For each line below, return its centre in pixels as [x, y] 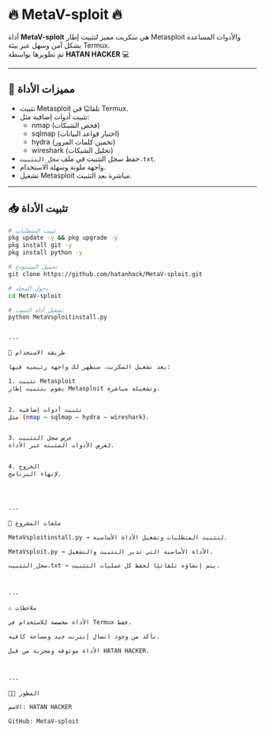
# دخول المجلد [28, 288]
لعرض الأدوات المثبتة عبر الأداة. [61, 446]
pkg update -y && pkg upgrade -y [63, 238]
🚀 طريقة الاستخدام [37, 353]
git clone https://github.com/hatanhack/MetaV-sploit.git [105, 274]
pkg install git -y [40, 245]
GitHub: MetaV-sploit [44, 722]
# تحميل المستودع [33, 267]
